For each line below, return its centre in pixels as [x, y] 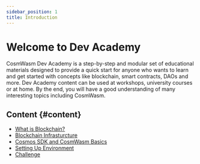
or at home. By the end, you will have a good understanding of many [91, 89]
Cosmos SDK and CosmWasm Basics [61, 142]
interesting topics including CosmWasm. [56, 96]
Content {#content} [44, 114]
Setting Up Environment [44, 148]
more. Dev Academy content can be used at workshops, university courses [99, 83]
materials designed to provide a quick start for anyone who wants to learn [98, 70]
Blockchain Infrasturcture [46, 135]
